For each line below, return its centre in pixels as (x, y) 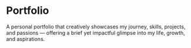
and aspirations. (26, 39)
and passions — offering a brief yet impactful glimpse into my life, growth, (95, 32)
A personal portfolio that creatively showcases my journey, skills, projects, (96, 27)
